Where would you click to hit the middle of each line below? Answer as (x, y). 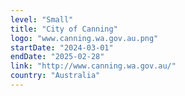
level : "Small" (42, 19)
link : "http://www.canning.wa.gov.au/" (93, 66)
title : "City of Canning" (64, 29)
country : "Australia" (55, 76)
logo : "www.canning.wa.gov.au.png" (84, 38)
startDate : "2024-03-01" (62, 47)
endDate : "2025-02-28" (57, 57)
